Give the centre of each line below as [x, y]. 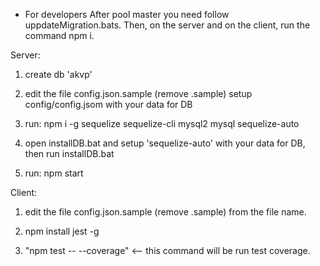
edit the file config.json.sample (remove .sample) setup [138, 93]
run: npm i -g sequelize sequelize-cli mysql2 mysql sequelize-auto [162, 123]
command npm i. [59, 35]
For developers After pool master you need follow [127, 14]
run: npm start [54, 173]
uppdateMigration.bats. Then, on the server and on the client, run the [167, 25]
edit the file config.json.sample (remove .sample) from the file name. [165, 212]
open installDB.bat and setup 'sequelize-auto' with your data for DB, [165, 143]
